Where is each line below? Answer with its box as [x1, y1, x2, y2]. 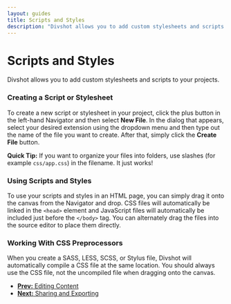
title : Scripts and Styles [7, 17, 85, 23]
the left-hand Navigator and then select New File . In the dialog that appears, [7, 115, 224, 124]
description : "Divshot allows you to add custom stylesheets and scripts [7, 23, 225, 30]
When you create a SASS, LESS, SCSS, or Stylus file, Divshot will [7, 254, 192, 263]
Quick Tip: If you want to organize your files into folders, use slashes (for [7, 151, 216, 160]
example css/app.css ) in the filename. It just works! [7, 158, 154, 167]
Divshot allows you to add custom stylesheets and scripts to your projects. [7, 75, 220, 84]
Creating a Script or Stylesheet [7, 93, 113, 102]
